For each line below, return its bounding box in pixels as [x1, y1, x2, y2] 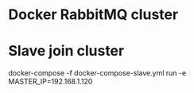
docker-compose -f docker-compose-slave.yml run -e [8, 68, 187, 78]
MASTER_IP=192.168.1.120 [8, 77, 93, 87]
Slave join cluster [8, 42, 125, 60]
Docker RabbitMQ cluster [8, 6, 179, 24]
